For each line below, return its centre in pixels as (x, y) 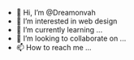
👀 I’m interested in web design (67, 21)
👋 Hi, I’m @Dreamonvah (56, 13)
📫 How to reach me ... (54, 47)
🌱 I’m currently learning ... (59, 30)
